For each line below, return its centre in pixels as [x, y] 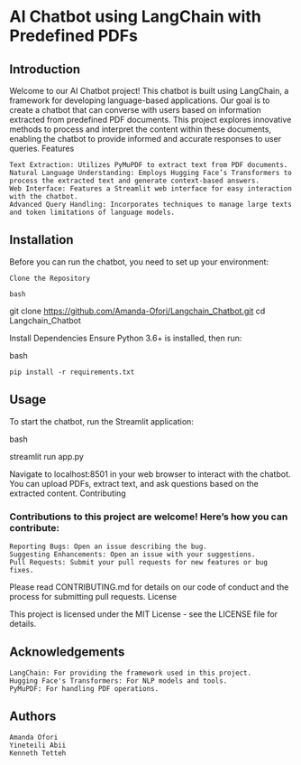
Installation [41, 240]
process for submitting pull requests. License [93, 596]
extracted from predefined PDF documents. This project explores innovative [150, 120]
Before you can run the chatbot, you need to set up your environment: [139, 261]
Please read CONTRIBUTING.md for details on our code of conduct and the [149, 587]
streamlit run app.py [46, 456]
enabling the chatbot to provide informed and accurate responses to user [146, 139]
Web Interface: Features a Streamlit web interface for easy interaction [151, 189]
